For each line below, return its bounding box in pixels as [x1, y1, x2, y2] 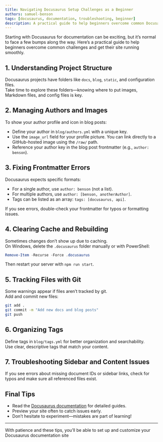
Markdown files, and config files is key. [5, 92, 83, 98]
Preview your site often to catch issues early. [12, 408, 102, 414]
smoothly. [5, 50, 25, 56]
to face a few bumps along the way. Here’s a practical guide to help [5, 39, 140, 45]
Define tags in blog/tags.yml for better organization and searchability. [5, 338, 145, 344]
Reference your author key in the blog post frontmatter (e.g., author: [12, 144, 149, 150]
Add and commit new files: [5, 293, 59, 300]
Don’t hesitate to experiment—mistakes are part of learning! [12, 413, 132, 419]
